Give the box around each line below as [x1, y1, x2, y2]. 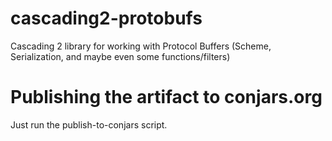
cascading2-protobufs [10, 7, 203, 30]
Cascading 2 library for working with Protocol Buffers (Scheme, [10, 40, 272, 52]
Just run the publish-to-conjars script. [10, 118, 168, 131]
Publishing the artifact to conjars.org [10, 86, 323, 109]
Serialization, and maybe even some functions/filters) [10, 50, 231, 62]
